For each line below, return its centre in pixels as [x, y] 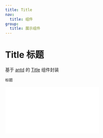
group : [12, 24]
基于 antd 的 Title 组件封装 [32, 70]
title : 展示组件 [25, 29]
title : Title [19, 10]
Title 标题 [24, 55]
